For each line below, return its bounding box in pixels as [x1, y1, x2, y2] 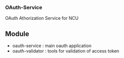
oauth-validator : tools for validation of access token [12, 48, 120, 54]
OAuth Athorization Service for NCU [5, 15, 79, 21]
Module [5, 29, 29, 38]
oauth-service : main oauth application [12, 43, 92, 49]
